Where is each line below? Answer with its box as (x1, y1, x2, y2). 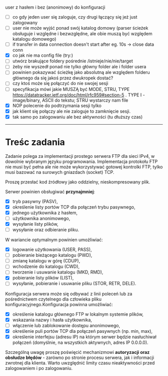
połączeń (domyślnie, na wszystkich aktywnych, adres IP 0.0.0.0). (12, 339, 148, 345)
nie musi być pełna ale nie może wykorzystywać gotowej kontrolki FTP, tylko (5, 163, 163, 170)
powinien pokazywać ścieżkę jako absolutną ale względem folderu (12, 69, 150, 75)
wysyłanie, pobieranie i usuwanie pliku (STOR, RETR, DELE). (12, 280, 136, 287)
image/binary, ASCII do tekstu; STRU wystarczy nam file (12, 97, 128, 103)
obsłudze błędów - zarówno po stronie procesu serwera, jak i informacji (5, 354, 154, 360)
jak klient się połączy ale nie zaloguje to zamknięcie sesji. (12, 108, 131, 114)
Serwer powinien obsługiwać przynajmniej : (5, 189, 95, 195)
